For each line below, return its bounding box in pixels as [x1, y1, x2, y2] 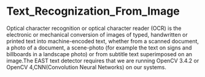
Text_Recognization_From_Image [6, 4, 180, 18]
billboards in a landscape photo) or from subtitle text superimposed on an [6, 50, 192, 57]
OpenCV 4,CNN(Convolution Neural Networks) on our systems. [6, 63, 167, 71]
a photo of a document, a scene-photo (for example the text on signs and [6, 44, 192, 51]
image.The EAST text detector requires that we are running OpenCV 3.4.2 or [6, 57, 199, 64]
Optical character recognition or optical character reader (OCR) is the [6, 24, 182, 32]
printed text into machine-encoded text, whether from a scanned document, [6, 37, 199, 45]
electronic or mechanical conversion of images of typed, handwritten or [6, 31, 188, 38]
